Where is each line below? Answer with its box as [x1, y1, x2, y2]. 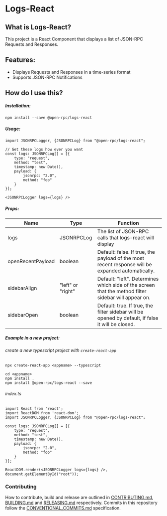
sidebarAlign [7, 285, 37, 292]
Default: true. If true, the [97, 302, 153, 309]
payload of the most [97, 255, 144, 262]
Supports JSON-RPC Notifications [12, 74, 83, 80]
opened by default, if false [97, 315, 159, 322]
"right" [59, 288, 76, 295]
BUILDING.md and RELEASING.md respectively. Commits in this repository [5, 500, 158, 506]
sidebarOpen [7, 312, 38, 319]
